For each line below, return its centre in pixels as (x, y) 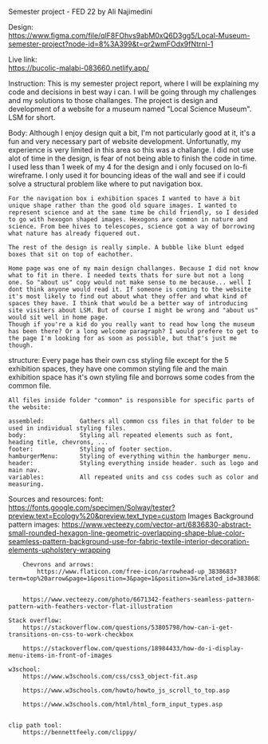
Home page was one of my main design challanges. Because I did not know (134, 269)
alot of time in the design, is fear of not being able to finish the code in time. (132, 158)
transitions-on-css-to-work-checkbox (71, 635)
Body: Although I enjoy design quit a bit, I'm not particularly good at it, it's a (132, 133)
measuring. (26, 484)
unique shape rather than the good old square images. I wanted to (123, 205)
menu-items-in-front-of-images (60, 655)
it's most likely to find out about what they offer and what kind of (128, 296)
